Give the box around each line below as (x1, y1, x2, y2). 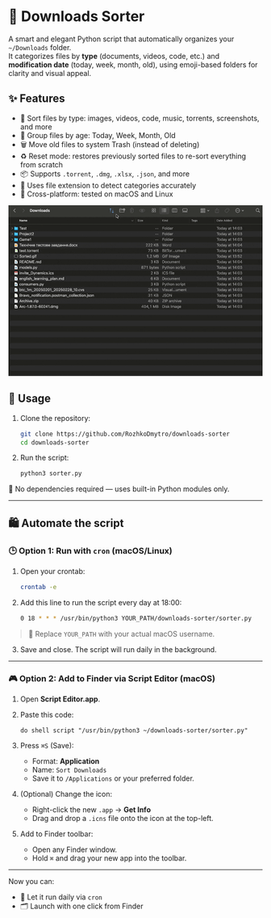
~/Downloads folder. (8, 42, 72, 52)
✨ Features (8, 92, 65, 106)
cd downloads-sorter (19, 438, 90, 447)
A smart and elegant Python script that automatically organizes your (8, 34, 235, 44)
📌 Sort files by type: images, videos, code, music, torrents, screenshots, (19, 113, 260, 123)
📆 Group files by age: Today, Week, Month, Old (19, 130, 176, 140)
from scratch (19, 159, 63, 169)
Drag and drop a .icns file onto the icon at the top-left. (31, 814, 214, 823)
